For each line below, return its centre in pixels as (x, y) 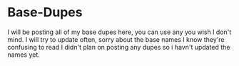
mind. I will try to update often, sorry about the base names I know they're (116, 39)
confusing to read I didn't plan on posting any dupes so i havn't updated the (119, 47)
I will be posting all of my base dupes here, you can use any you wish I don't (119, 32)
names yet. (24, 55)
